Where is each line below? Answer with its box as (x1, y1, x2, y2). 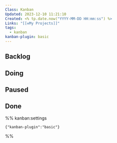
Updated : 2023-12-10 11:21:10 (5, 12, 67, 17)
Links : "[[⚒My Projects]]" (5, 20, 60, 26)
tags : (5, 25, 16, 30)
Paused (5, 86, 29, 94)
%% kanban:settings (5, 115, 47, 121)
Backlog (5, 52, 31, 61)
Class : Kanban (5, 7, 34, 12)
